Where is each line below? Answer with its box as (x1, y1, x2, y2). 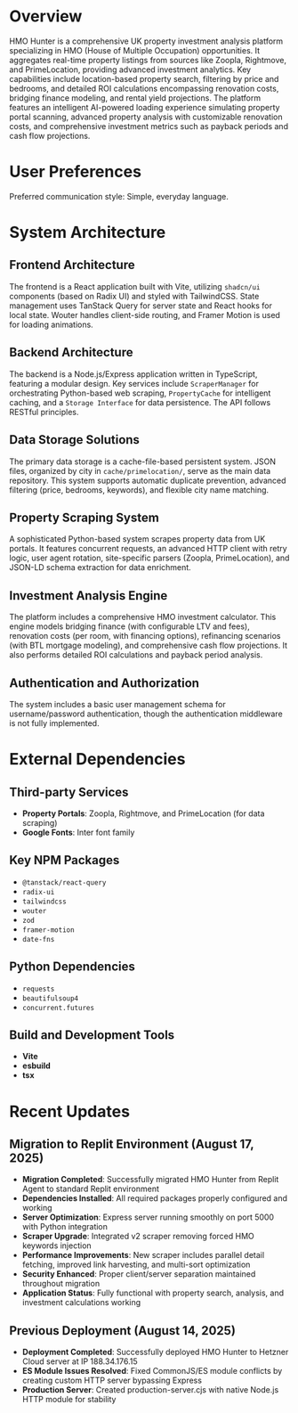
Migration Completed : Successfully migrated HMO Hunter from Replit (21, 1174, 279, 1185)
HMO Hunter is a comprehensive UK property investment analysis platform (9, 36, 284, 46)
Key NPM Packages (9, 853, 120, 868)
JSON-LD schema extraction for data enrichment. (9, 562, 191, 573)
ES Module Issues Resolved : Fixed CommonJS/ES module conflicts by (21, 1366, 283, 1376)
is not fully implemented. (9, 717, 100, 728)
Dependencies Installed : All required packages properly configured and (21, 1193, 287, 1204)
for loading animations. (9, 319, 93, 330)
